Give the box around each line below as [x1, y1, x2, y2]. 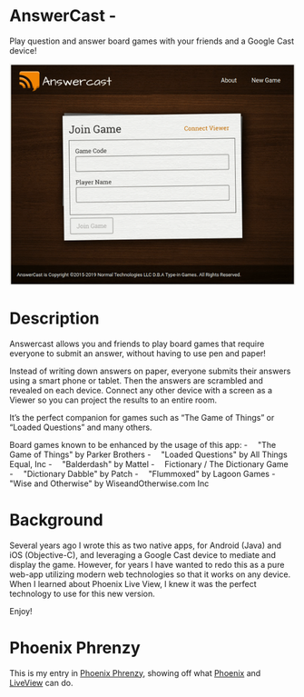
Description [9, 308, 100, 328]
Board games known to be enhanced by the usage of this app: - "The [9, 439, 277, 450]
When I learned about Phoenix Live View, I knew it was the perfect [9, 578, 257, 589]
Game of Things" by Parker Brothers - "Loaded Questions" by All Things [9, 449, 288, 460]
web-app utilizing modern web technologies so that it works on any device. [9, 569, 291, 580]
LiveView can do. [9, 677, 74, 688]
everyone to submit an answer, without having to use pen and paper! [9, 347, 266, 359]
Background [9, 510, 103, 530]
